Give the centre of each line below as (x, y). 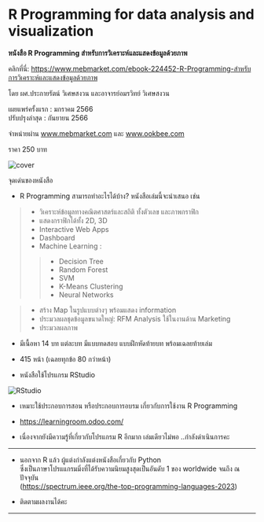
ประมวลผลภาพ (59, 327)
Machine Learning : (70, 246)
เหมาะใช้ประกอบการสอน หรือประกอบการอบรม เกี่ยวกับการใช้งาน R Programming (128, 406)
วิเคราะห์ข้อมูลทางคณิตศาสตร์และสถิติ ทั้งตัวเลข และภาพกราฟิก (119, 211)
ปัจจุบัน (29, 477)
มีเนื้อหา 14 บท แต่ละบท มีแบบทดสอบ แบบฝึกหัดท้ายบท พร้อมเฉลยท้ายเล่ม (116, 343)
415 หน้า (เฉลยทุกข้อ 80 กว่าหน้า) (65, 358)
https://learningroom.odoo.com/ (71, 421)
